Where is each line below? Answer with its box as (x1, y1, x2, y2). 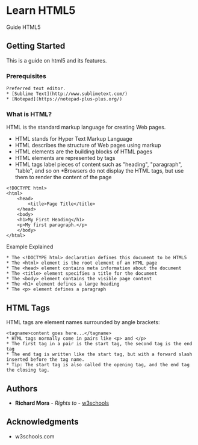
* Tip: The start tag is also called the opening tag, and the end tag (6, 362, 190, 368)
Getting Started (6, 41, 66, 51)
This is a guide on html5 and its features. (6, 57, 107, 64)
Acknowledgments (6, 417, 79, 427)
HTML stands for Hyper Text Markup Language (14, 135, 132, 143)
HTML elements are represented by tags (14, 155, 116, 162)
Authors (6, 383, 38, 394)
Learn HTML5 (6, 4, 76, 17)
